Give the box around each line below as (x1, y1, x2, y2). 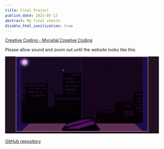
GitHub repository (5, 138, 41, 144)
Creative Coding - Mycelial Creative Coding (5, 37, 93, 43)
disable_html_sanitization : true (5, 23, 73, 28)
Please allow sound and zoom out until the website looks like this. (5, 47, 137, 53)
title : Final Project (5, 8, 49, 13)
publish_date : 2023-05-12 (5, 13, 58, 18)
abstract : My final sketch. (5, 18, 62, 23)
